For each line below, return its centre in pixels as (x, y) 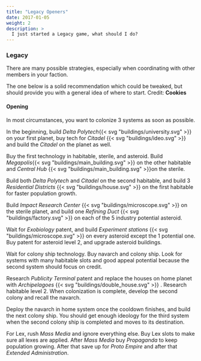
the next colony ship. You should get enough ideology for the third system (97, 315)
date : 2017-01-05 (28, 17)
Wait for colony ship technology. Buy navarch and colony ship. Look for (94, 254)
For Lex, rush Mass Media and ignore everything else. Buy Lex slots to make (100, 333)
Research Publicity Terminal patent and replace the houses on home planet (99, 278)
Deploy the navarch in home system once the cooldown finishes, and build (98, 309)
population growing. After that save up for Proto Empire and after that (92, 346)
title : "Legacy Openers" (37, 12)
